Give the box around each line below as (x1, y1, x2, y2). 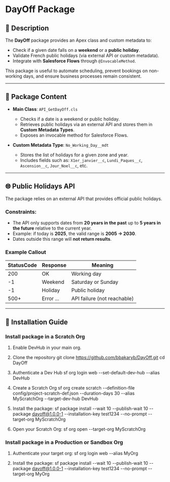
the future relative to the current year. (12, 225, 92, 231)
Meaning (92, 262, 114, 269)
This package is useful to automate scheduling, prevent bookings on (5, 68, 148, 74)
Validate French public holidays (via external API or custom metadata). (12, 52, 159, 58)
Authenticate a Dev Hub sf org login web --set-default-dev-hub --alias (12, 369, 160, 375)
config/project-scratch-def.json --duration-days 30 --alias (12, 390, 135, 396)
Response (41, 262, 67, 269)
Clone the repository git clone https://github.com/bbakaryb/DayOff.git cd (12, 354, 165, 360)
